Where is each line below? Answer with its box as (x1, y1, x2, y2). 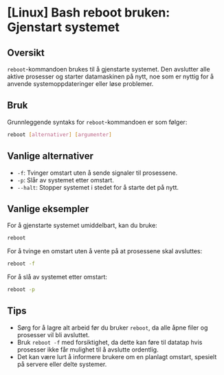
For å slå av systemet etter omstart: (7, 273, 108, 281)
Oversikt (7, 47, 45, 58)
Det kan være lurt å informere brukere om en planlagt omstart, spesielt (16, 352, 217, 361)
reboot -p (7, 286, 36, 293)
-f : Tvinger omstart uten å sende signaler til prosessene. (16, 169, 178, 177)
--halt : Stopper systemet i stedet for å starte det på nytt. (16, 183, 179, 191)
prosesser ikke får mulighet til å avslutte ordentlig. (16, 345, 159, 354)
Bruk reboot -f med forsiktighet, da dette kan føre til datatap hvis (16, 338, 203, 346)
